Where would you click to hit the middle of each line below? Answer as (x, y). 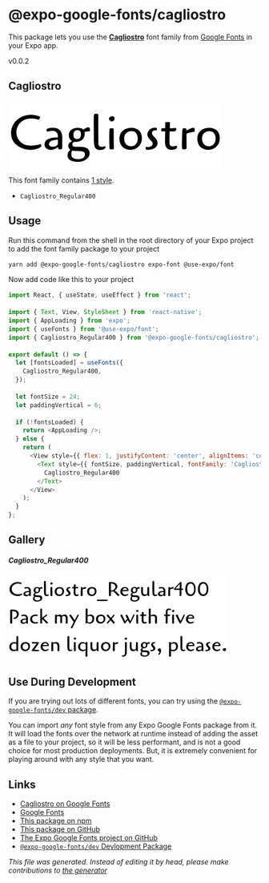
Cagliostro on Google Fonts (65, 804)
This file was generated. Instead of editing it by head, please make (119, 862)
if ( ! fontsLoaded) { (50, 422)
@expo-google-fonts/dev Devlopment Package (96, 846)
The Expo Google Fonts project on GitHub (88, 838)
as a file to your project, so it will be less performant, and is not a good (124, 742)
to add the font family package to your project (84, 248)
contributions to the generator (58, 870)
